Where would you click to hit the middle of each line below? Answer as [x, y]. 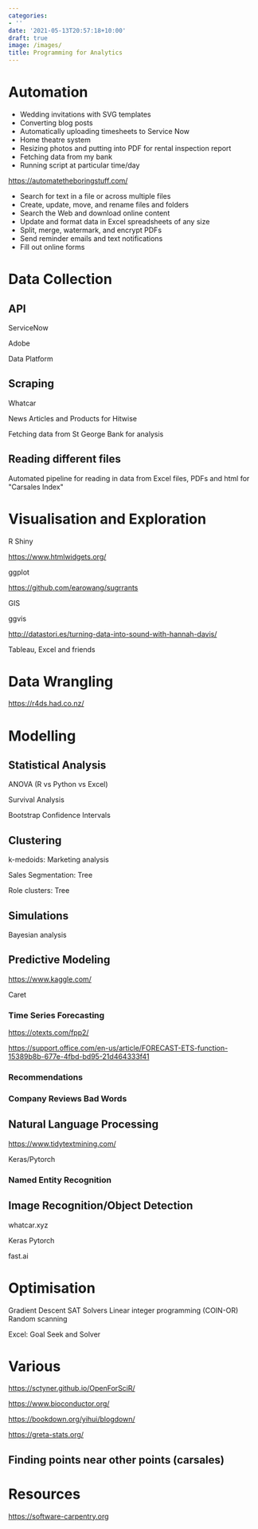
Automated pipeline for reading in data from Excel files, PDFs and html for [129, 478]
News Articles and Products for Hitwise [73, 418]
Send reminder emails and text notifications [91, 238]
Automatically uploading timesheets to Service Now [104, 131]
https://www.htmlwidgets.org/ [57, 556]
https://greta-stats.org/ [46, 1435]
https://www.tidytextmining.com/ [63, 1144]
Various [35, 1366]
